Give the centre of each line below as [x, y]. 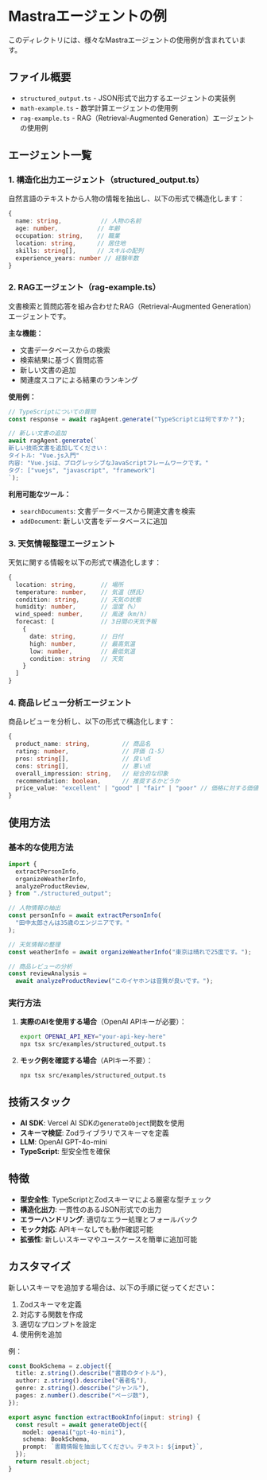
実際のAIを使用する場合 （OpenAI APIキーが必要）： [103, 1022]
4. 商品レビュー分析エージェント [70, 702]
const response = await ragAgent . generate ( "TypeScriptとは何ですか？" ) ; [127, 419]
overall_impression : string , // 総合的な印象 [92, 773]
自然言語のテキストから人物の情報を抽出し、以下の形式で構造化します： [126, 199]
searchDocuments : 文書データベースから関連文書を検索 [108, 511]
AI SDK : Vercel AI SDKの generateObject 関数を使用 [102, 1123]
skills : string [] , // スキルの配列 [79, 251]
